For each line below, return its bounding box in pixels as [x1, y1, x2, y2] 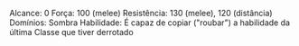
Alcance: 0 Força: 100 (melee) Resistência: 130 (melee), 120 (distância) [9, 8, 273, 18]
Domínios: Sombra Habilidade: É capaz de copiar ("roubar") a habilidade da [9, 17, 291, 28]
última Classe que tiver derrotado [9, 27, 134, 37]
